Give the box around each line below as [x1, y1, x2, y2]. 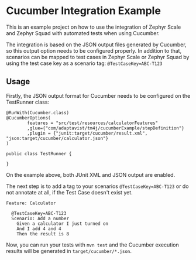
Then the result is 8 [16, 231, 69, 237]
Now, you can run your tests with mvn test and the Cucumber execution [6, 241, 180, 248]
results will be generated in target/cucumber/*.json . [6, 247, 132, 254]
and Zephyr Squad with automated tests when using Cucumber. [6, 29, 160, 36]
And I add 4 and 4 [16, 225, 61, 232]
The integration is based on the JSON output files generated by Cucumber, [6, 41, 187, 48]
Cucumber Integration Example [6, 4, 161, 18]
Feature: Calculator [6, 200, 57, 206]
